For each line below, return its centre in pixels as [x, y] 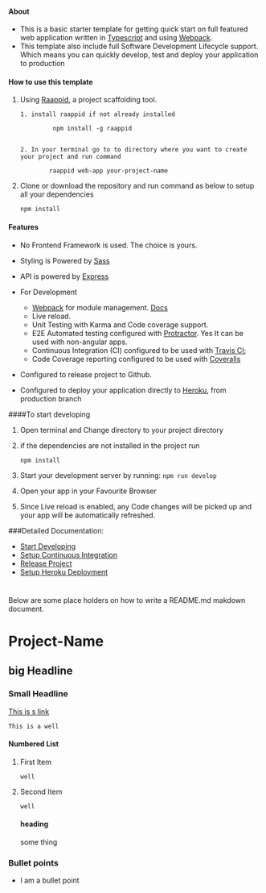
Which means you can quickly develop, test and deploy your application [139, 55]
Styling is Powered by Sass [65, 260]
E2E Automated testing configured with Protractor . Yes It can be [137, 333]
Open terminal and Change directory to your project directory [121, 430]
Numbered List [33, 744]
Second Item [41, 791]
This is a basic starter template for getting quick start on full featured [134, 29]
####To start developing [49, 414]
